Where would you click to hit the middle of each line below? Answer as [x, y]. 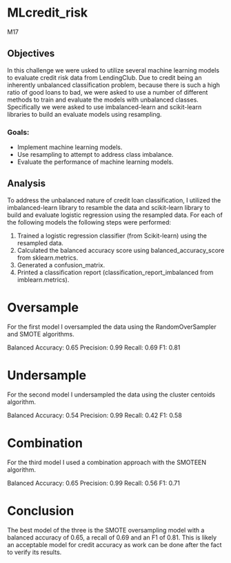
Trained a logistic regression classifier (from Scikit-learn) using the [112, 236]
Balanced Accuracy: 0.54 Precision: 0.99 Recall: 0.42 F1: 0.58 [95, 415]
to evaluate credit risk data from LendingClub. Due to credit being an [104, 77]
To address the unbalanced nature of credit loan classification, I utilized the [114, 200]
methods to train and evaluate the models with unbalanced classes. [103, 99]
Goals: [18, 132]
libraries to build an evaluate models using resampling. [84, 114]
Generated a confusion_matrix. [61, 265]
